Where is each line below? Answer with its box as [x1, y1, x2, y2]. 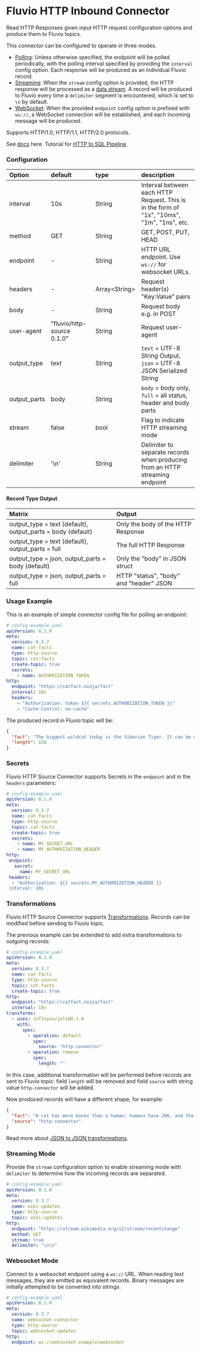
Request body [141, 302, 181, 311]
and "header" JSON [116, 579, 172, 587]
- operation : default [28, 1032, 82, 1038]
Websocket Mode [6, 1256, 59, 1265]
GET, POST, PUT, [141, 228, 190, 237]
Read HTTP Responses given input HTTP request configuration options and [6, 24, 193, 31]
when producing [141, 456, 187, 464]
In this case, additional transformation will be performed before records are [6, 1071, 191, 1079]
